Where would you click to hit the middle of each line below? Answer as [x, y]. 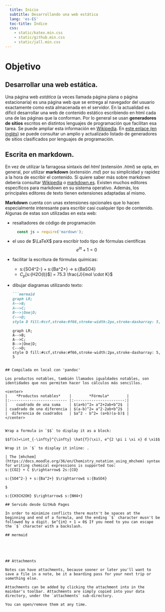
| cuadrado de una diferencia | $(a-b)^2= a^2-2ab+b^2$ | [67, 409]
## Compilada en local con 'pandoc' [43, 370]
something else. [22, 579]
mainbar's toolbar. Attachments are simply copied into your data [75, 592]
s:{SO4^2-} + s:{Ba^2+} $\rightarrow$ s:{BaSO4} [56, 479]
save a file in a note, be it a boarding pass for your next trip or [78, 574]
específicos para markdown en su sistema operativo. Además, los [72, 188]
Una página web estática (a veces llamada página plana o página [72, 97]
